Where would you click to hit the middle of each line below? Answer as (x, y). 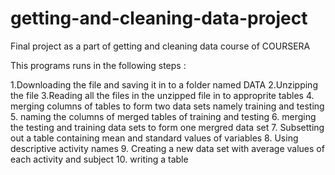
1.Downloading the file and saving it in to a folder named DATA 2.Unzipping (164, 84)
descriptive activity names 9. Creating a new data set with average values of (167, 148)
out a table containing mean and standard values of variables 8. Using (154, 138)
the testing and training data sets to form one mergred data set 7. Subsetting (167, 127)
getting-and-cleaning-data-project (159, 18)
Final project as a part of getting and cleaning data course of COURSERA (160, 46)
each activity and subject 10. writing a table (99, 159)
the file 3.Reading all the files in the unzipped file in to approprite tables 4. (162, 95)
